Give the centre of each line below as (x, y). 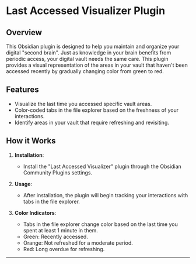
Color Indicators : (35, 212)
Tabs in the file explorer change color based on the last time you (100, 224)
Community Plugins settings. (57, 172)
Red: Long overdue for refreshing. (64, 249)
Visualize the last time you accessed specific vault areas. (83, 104)
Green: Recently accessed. (56, 236)
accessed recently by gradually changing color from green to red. (85, 71)
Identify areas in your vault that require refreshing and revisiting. (92, 122)
